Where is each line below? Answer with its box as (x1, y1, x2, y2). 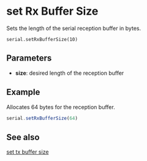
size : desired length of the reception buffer (15, 69, 124, 77)
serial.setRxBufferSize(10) (6, 36, 78, 42)
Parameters (6, 53, 52, 64)
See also (6, 132, 40, 142)
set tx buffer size (6, 148, 49, 155)
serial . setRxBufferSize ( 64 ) (6, 115, 78, 121)
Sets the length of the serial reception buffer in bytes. (6, 24, 141, 32)
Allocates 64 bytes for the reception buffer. (6, 103, 115, 111)
